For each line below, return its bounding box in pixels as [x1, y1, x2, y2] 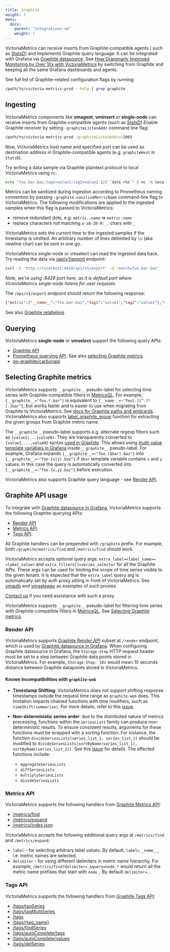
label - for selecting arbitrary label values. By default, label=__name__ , [12, 847, 159, 853]
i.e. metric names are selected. [12, 852, 77, 859]
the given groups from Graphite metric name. [5, 419, 100, 425]
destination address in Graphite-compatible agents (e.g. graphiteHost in [5, 149, 155, 155]
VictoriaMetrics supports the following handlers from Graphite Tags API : [5, 893, 155, 899]
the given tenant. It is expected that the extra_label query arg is [5, 572, 139, 578]
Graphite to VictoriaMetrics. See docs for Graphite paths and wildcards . [5, 408, 154, 414]
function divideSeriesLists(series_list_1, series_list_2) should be [12, 735, 160, 741]
